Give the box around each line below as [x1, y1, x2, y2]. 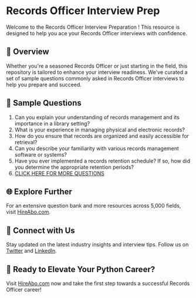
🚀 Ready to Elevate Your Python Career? [6, 264, 156, 274]
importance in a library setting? [14, 120, 90, 127]
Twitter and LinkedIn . [6, 248, 57, 255]
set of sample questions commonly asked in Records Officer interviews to [6, 74, 185, 82]
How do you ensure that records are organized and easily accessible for [14, 132, 190, 139]
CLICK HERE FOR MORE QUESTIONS [14, 170, 104, 177]
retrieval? [14, 138, 38, 145]
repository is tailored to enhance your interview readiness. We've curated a [6, 69, 188, 76]
